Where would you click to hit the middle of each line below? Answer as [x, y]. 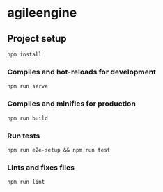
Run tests [24, 136]
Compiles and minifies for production [71, 104]
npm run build [28, 118]
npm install [24, 54]
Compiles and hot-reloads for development [82, 72]
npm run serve [28, 86]
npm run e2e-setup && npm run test [59, 150]
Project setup [37, 39]
